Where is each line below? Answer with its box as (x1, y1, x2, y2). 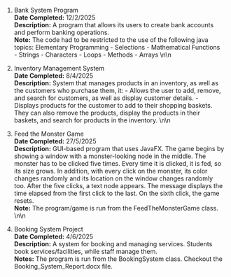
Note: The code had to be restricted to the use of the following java (13, 36, 209, 44)
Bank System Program (13, 6, 79, 14)
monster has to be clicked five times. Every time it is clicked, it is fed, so (13, 159, 222, 167)
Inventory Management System (13, 64, 105, 72)
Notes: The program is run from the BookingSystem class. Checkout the (13, 255, 223, 263)
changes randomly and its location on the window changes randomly (13, 174, 213, 183)
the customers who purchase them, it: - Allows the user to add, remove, (13, 87, 221, 94)
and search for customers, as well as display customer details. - (13, 94, 199, 102)
